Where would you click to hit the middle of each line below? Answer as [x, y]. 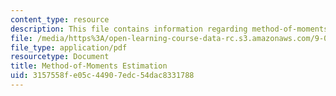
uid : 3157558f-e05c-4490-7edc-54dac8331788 [102, 76]
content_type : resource [60, 19]
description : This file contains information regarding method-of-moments [169, 29]
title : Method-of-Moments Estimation [89, 66]
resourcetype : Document [60, 57]
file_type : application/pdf [69, 47]
